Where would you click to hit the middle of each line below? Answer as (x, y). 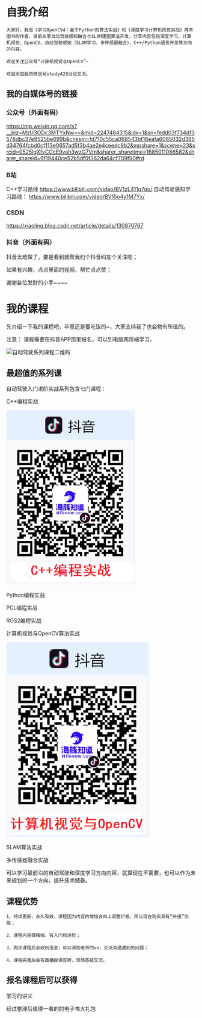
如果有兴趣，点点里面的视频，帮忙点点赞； (59, 269)
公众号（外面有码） (34, 113)
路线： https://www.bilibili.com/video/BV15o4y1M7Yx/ (78, 196)
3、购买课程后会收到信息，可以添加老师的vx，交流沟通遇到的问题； (78, 948)
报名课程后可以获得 (42, 980)
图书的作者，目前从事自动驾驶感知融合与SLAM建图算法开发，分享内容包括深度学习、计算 (99, 36)
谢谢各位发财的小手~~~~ (37, 282)
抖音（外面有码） (31, 243)
